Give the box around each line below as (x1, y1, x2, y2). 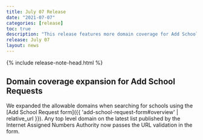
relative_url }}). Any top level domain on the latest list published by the (6, 115, 181, 122)
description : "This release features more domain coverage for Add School (6, 31, 199, 37)
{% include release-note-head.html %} (6, 59, 103, 66)
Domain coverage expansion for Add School (6, 77, 175, 87)
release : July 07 (6, 37, 50, 43)
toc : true (6, 25, 31, 32)
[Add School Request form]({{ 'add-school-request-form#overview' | (6, 108, 178, 115)
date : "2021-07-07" (6, 14, 56, 21)
